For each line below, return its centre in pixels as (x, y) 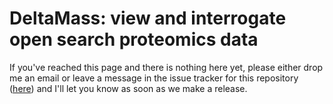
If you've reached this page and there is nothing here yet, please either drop (166, 67)
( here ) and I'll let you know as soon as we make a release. (128, 88)
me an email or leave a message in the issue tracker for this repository (154, 78)
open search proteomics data (134, 39)
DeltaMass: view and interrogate (148, 18)
